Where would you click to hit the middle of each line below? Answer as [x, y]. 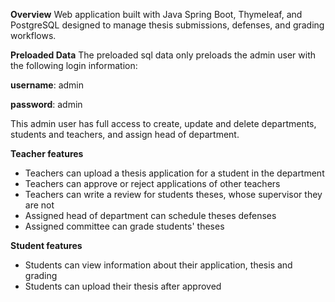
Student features [46, 245]
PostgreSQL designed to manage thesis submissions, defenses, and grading [167, 25]
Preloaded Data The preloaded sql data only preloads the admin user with [163, 55]
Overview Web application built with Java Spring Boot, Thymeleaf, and [156, 14]
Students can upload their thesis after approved [123, 286]
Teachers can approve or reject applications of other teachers [152, 183]
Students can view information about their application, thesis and [158, 265]
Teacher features [47, 153]
